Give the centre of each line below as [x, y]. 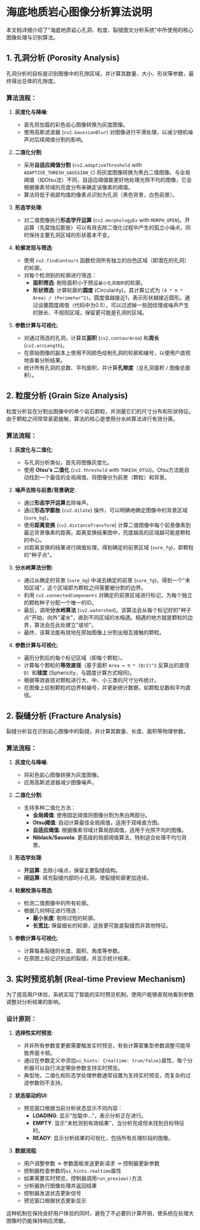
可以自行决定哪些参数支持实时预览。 [79, 1068]
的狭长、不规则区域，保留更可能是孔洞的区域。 [90, 313]
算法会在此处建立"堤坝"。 [65, 625]
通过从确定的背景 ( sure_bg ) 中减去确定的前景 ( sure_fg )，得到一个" [104, 580]
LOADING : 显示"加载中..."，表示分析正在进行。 [90, 1115]
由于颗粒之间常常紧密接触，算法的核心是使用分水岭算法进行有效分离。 [92, 419]
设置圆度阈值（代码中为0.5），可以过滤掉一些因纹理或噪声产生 [113, 305]
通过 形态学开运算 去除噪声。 [58, 503]
